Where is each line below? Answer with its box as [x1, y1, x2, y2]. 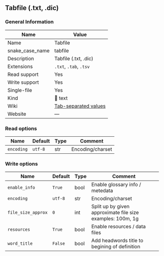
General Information [5, 18, 54, 25]
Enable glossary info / [91, 181, 142, 188]
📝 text [54, 94, 68, 101]
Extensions [7, 63, 33, 70]
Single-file [7, 87, 32, 93]
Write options [5, 160, 38, 167]
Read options [5, 125, 38, 132]
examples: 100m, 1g [91, 215, 139, 222]
